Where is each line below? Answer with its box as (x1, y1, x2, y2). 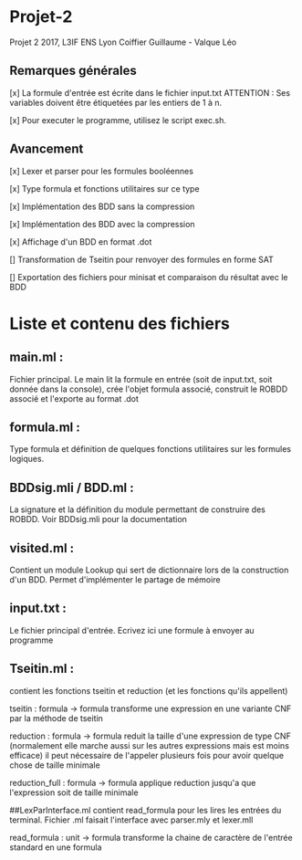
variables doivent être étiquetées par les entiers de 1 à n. (9, 97, 223, 108)
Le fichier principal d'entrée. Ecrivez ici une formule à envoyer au (9, 624, 255, 635)
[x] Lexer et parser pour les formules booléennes (9, 165, 194, 176)
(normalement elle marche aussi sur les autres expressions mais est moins (9, 739, 290, 750)
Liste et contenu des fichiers (9, 313, 231, 334)
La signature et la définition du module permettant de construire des (9, 504, 266, 515)
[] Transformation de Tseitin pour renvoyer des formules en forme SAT (9, 254, 274, 265)
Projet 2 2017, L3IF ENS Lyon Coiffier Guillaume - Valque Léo (9, 37, 237, 47)
